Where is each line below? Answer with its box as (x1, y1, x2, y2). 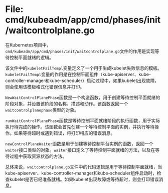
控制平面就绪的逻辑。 (9, 54, 54, 60)
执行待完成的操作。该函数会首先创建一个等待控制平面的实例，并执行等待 (5, 123, 154, 129)
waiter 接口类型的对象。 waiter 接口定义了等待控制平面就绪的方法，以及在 (5, 146, 155, 153)
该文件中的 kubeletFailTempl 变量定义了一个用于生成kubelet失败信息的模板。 (5, 65, 162, 71)
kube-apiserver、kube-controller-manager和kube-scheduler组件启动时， (5, 170, 157, 176)
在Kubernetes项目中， (5, 41, 51, 48)
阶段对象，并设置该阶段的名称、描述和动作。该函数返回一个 (5, 100, 128, 106)
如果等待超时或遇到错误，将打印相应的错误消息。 (14, 130, 115, 136)
